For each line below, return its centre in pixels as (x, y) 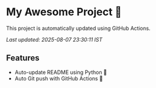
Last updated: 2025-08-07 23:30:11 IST (54, 39)
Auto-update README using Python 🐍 (61, 72)
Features (23, 58)
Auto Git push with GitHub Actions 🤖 (59, 78)
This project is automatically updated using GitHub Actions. (78, 28)
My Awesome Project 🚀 (64, 12)
